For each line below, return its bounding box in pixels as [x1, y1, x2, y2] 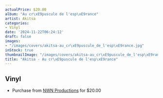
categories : [5, 20, 29, 26]
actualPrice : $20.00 [5, 7, 47, 12]
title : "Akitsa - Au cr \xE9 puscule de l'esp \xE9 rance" [5, 57, 118, 62]
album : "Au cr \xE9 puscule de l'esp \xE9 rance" [5, 12, 98, 16]
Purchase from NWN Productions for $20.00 [12, 88, 101, 94]
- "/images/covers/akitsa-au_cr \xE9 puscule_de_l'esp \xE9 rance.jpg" [5, 43, 145, 48]
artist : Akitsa [5, 16, 36, 21]
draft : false [5, 34, 32, 39]
